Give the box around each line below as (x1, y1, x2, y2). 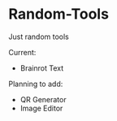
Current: (8, 47, 37, 57)
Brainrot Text (19, 63, 63, 73)
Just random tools (8, 32, 69, 41)
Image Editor (19, 103, 63, 113)
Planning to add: (8, 79, 63, 89)
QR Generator (19, 94, 67, 104)
